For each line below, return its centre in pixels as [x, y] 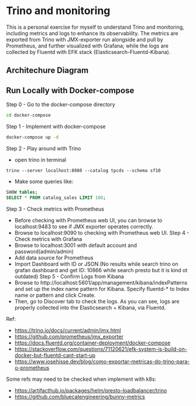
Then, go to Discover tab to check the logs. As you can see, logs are [97, 301]
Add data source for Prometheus [54, 258]
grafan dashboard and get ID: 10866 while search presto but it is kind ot [101, 270]
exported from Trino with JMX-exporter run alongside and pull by [85, 39]
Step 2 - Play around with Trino [44, 148]
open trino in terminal [40, 160]
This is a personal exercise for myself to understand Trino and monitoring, [95, 27]
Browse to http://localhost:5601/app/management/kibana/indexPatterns [101, 282]
